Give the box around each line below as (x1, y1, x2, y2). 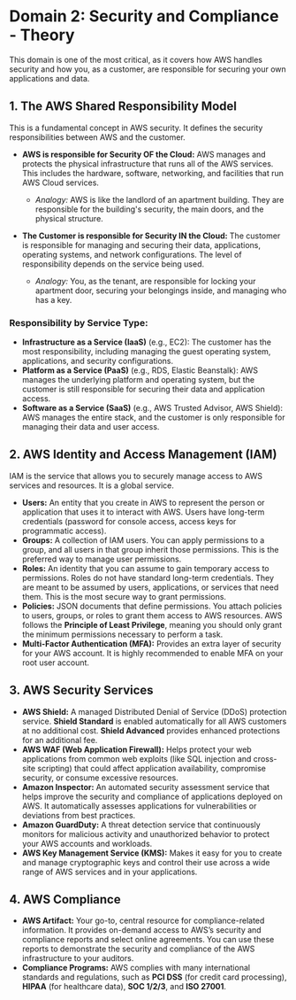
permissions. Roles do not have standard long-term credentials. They (21, 572, 275, 583)
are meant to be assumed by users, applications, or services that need (21, 582, 279, 593)
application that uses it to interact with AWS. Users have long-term (21, 507, 265, 517)
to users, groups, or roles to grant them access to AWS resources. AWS (21, 609, 283, 621)
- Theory (9, 25, 75, 45)
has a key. (34, 294, 72, 305)
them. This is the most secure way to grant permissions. (21, 591, 227, 601)
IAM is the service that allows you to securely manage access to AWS (9, 470, 263, 481)
